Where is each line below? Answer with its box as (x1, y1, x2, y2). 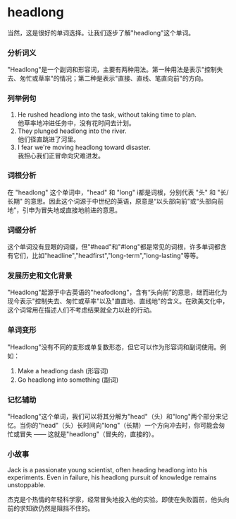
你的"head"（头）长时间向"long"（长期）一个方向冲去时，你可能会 (25, 421, 219, 430)
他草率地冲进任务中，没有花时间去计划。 (17, 118, 135, 127)
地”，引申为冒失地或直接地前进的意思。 (7, 206, 122, 214)
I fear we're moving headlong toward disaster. (17, 143, 151, 151)
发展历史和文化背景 (7, 271, 73, 281)
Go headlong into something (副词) (17, 375, 119, 384)
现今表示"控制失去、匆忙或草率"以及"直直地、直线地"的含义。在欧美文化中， (7, 297, 229, 305)
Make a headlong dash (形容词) (17, 366, 109, 375)
